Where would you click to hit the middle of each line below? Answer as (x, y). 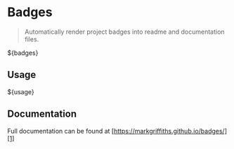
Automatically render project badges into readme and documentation (124, 32)
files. (32, 39)
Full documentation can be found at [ (61, 131)
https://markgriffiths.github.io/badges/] (170, 131)
